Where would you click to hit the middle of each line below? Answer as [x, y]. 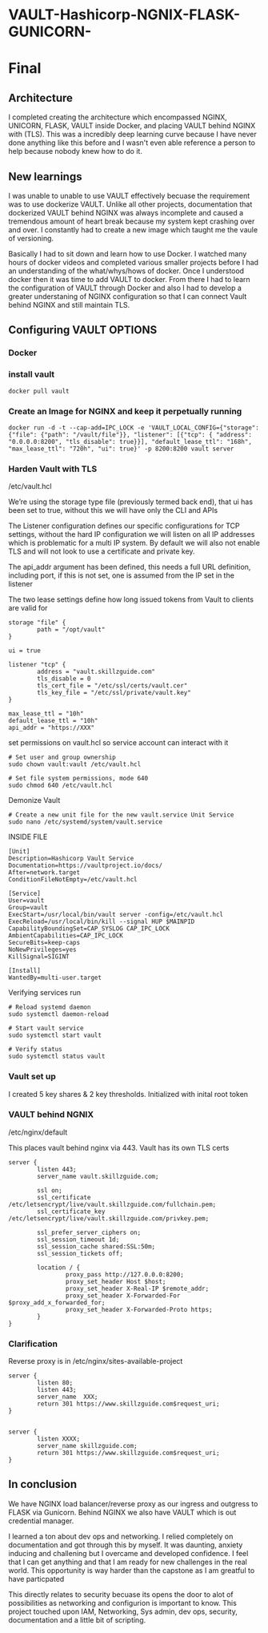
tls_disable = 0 [64, 679]
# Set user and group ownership [62, 758]
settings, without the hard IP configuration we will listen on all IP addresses [132, 534]
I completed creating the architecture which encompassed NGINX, [118, 117]
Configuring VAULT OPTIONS [83, 330]
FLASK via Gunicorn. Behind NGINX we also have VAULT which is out [122, 1512]
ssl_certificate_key [71, 1212]
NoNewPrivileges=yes [43, 950]
